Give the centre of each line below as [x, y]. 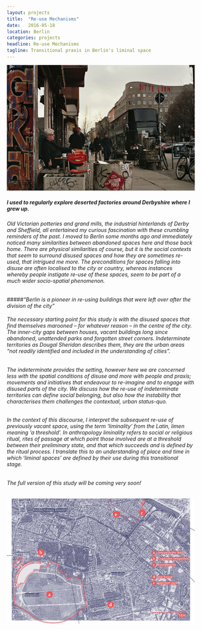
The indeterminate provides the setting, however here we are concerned [96, 369]
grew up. [18, 209]
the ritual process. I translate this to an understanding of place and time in [98, 452]
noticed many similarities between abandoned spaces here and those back [100, 243]
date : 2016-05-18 [31, 25]
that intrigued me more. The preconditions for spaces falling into [101, 262]
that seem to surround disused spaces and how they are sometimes [91, 255]
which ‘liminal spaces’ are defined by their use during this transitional [92, 458]
